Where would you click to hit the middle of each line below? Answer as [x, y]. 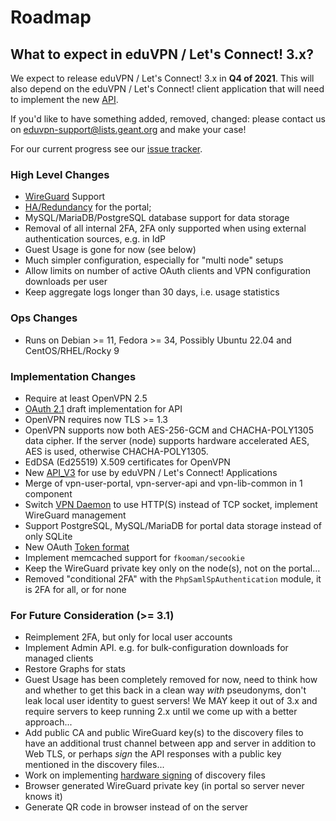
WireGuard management [75, 515]
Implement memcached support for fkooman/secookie [134, 557]
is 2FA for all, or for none [75, 589]
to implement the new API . [64, 99]
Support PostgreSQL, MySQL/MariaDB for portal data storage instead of [173, 525]
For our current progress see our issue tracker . [106, 149]
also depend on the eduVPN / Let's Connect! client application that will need [167, 89]
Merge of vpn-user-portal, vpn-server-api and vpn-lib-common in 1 [163, 483]
